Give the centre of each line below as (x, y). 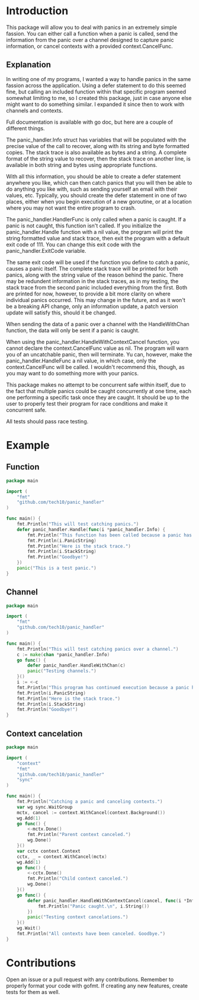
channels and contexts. (35, 110)
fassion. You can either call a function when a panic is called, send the (92, 33)
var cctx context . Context (49, 851)
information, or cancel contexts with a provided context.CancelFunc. (89, 46)
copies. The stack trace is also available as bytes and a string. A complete (96, 152)
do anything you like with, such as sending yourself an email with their (92, 189)
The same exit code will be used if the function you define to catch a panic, (98, 262)
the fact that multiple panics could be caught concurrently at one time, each (99, 391)
